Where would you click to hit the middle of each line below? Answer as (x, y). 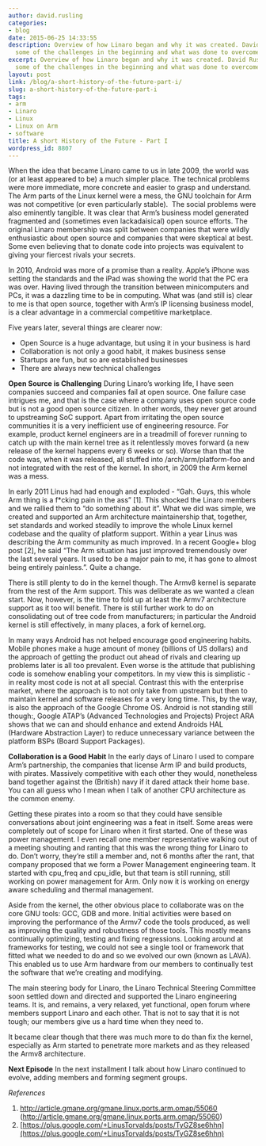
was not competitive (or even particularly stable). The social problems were (132, 204)
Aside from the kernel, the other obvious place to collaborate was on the (126, 905)
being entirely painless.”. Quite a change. (75, 567)
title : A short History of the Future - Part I (88, 141)
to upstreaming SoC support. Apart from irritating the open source (116, 418)
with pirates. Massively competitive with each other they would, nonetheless (133, 774)
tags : (17, 97)
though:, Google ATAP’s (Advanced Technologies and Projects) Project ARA (131, 716)
